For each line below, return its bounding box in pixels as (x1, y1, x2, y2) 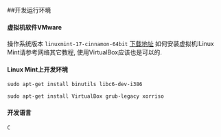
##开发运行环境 (7, 6, 51, 14)
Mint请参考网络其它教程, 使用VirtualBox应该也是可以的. (7, 48, 163, 56)
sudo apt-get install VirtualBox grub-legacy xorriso (7, 93, 165, 100)
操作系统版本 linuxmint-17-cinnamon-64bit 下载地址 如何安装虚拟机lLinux (7, 40, 214, 48)
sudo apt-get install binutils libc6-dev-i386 (7, 81, 143, 88)
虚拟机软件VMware (7, 23, 62, 31)
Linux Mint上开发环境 (7, 65, 69, 74)
